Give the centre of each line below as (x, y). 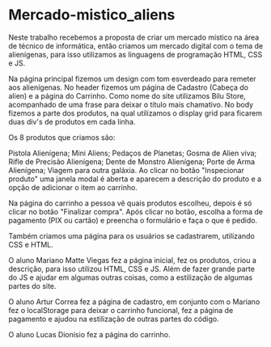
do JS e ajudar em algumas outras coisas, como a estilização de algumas (131, 277)
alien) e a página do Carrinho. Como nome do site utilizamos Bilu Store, (127, 95)
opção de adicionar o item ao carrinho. (73, 187)
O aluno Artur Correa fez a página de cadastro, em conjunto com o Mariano (134, 302)
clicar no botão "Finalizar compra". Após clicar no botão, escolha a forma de (136, 211)
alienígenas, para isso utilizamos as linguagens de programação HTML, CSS (135, 54)
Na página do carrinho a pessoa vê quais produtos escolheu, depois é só (130, 203)
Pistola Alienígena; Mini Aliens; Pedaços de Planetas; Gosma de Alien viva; (133, 153)
